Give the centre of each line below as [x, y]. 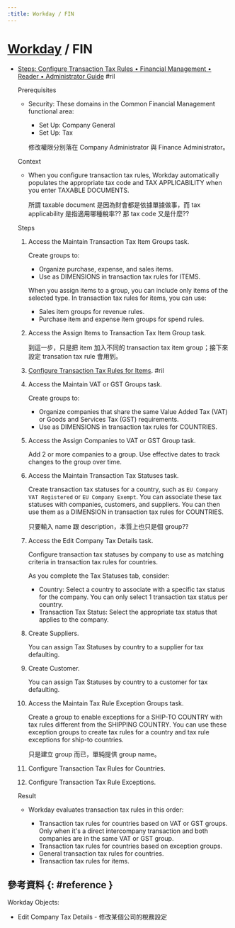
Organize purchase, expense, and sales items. [106, 269]
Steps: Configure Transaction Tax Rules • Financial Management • [114, 69]
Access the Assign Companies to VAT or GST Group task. [112, 440]
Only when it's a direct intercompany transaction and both [124, 831]
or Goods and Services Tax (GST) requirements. [109, 419]
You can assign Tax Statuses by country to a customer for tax [118, 682]
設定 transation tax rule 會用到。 [75, 356]
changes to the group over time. [75, 462]
